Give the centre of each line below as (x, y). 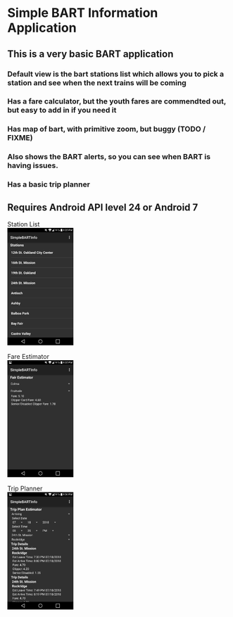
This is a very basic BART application (90, 54)
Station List (24, 224)
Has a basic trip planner (49, 184)
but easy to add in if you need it (62, 110)
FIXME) (20, 138)
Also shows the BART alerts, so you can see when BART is (109, 157)
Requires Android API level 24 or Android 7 (103, 207)
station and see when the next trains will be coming (97, 82)
